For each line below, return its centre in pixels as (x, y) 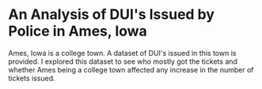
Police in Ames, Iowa (78, 31)
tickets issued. (32, 78)
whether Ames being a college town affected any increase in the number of (131, 69)
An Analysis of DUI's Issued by (112, 15)
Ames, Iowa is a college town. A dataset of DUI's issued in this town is (122, 53)
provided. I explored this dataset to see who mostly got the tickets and (123, 61)
